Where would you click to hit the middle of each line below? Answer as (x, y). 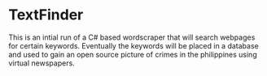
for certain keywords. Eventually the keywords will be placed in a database (133, 45)
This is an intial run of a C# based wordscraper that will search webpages (132, 37)
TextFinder (46, 15)
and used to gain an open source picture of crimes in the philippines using (133, 54)
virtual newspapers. (42, 63)
